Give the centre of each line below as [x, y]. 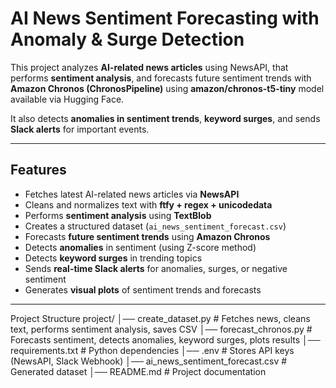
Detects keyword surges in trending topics [113, 258]
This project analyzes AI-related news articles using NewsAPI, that [149, 67]
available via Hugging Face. [67, 99]
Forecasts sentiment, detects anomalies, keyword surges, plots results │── [165, 339]
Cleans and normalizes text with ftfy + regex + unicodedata [148, 204]
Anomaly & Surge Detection [127, 39]
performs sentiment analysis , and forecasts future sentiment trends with [161, 78]
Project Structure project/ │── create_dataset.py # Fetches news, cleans [160, 318]
